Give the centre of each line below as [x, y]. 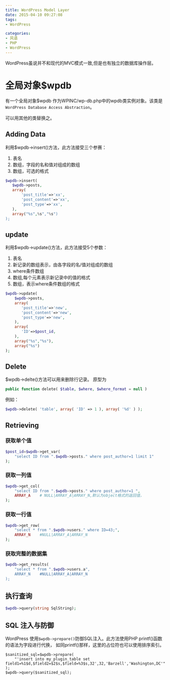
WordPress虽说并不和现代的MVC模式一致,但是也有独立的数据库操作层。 [81, 63]
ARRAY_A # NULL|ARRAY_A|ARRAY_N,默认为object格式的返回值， [79, 496]
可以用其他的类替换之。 [30, 118]
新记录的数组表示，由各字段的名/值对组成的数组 [63, 265]
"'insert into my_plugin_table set [52, 659]
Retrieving [22, 425]
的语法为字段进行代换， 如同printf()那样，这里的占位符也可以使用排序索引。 [85, 645]
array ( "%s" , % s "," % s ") [35, 214]
